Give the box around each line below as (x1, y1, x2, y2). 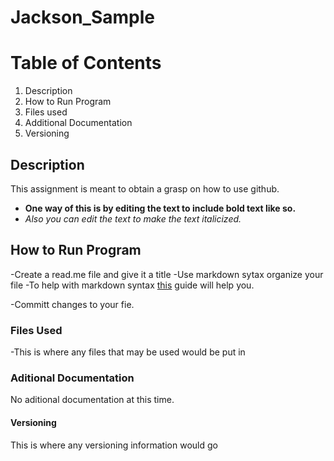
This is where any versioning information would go (10, 439, 218, 451)
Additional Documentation (24, 117, 133, 129)
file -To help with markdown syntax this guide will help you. (10, 279, 255, 291)
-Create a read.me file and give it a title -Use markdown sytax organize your (10, 268, 324, 280)
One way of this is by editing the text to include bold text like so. (24, 202, 297, 214)
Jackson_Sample (10, 6, 156, 29)
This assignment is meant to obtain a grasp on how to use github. (10, 182, 280, 195)
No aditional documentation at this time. (10, 394, 175, 406)
